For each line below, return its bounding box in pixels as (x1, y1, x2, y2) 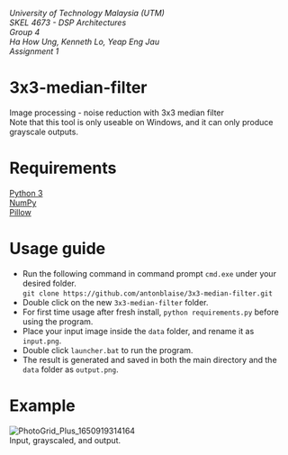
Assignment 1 (9, 46, 59, 57)
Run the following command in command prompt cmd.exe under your (22, 268, 277, 278)
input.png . (22, 335, 62, 346)
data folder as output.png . (22, 364, 119, 375)
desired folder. (22, 278, 76, 288)
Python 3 (9, 187, 43, 198)
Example (9, 396, 76, 415)
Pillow (9, 206, 31, 217)
